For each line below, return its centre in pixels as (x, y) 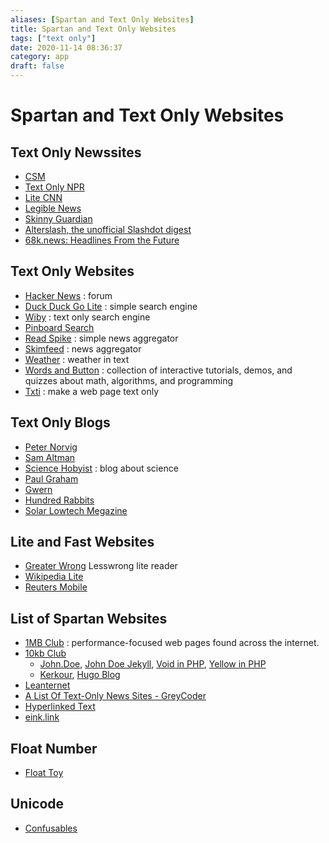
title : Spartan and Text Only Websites (93, 29)
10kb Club (45, 653)
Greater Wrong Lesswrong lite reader (101, 566)
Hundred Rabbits (59, 500)
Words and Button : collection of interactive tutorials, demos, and (158, 370)
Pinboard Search (59, 327)
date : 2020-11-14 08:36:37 (66, 47)
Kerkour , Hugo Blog (80, 675)
